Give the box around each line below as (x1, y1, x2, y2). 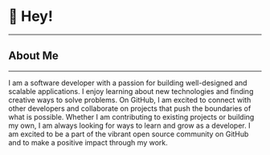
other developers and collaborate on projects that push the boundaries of (8, 104, 252, 113)
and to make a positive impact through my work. (8, 137, 169, 147)
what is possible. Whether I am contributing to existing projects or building (8, 112, 255, 121)
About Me (8, 49, 59, 63)
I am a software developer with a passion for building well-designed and (8, 78, 247, 88)
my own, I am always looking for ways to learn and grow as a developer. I (8, 120, 251, 130)
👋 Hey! (8, 7, 54, 26)
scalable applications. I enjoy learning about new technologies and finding (8, 86, 254, 96)
